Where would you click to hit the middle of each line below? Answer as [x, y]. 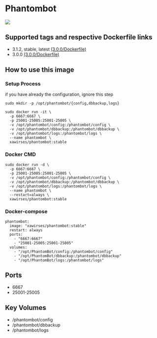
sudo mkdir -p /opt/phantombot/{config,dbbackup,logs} [62, 104]
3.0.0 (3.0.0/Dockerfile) [36, 54]
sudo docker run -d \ [27, 165]
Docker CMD [21, 154]
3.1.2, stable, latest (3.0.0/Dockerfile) [49, 49]
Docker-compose [26, 211]
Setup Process [23, 84]
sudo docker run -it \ [28, 112]
